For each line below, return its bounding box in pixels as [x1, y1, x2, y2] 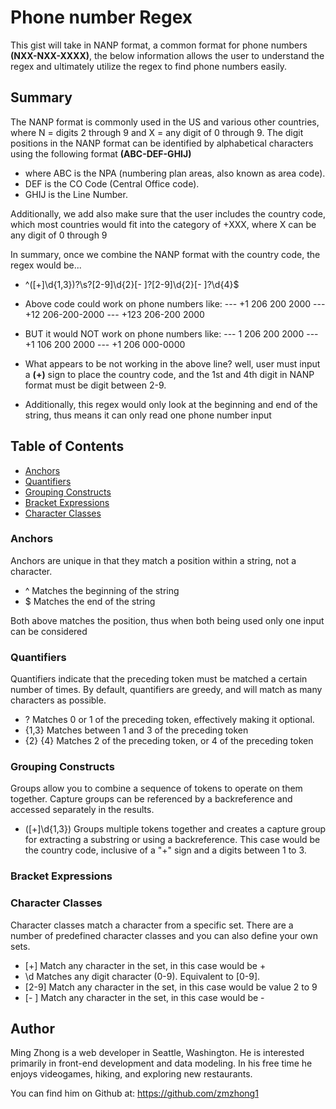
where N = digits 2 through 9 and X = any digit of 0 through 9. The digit [10, 126, 304, 138]
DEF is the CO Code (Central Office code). [24, 177, 200, 190]
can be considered [10, 625, 88, 637]
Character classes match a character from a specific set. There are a [10, 919, 294, 931]
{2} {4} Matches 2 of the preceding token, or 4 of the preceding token [24, 735, 314, 747]
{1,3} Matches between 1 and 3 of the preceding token [24, 724, 249, 736]
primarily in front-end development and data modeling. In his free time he [10, 1057, 313, 1070]
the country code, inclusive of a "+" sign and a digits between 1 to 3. [24, 844, 307, 856]
